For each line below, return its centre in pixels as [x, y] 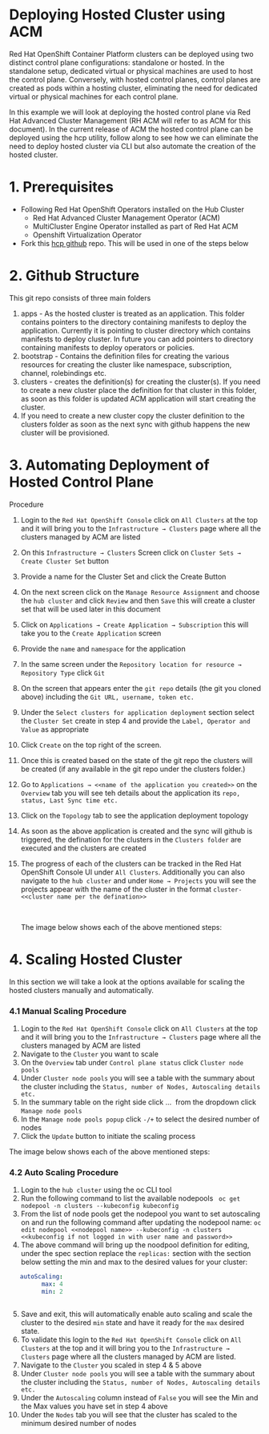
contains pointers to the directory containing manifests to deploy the [134, 321]
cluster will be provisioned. [65, 432]
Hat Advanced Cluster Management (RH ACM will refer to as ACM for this [130, 120]
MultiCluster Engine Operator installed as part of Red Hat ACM [135, 226]
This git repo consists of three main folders [80, 297]
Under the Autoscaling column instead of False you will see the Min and [139, 1397]
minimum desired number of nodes [78, 1423]
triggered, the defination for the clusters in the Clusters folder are [131, 839]
